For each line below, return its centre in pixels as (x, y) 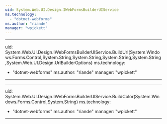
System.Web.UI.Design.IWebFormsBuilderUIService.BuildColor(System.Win (83, 97)
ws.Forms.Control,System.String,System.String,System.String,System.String (83, 58)
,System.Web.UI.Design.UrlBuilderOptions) (49, 63)
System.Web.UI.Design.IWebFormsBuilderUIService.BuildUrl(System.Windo (83, 52)
